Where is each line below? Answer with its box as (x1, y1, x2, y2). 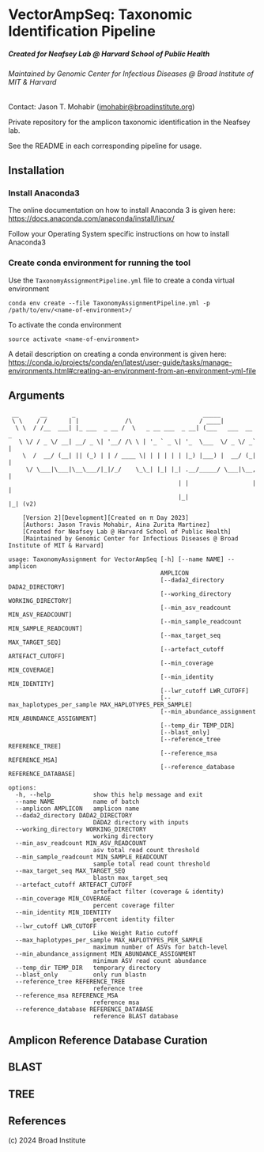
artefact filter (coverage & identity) (92, 888, 224, 896)
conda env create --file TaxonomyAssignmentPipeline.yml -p (8, 299, 211, 307)
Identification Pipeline (8, 22, 156, 40)
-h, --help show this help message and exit (15, 790, 203, 798)
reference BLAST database (92, 1012, 179, 1020)
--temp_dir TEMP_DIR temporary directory (15, 964, 160, 972)
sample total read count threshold (92, 860, 211, 868)
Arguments (8, 389, 66, 403)
